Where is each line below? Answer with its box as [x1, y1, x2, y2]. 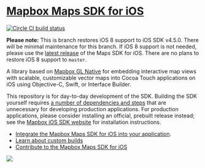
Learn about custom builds [15, 136, 83, 144]
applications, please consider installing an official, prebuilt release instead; [6, 112, 195, 119]
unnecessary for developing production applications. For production [6, 105, 179, 112]
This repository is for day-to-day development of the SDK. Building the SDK [6, 92, 198, 100]
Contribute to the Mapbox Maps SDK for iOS [15, 143, 128, 150]
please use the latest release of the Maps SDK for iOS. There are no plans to [6, 49, 199, 56]
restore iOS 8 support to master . [6, 56, 87, 63]
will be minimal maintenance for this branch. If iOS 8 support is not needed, [6, 43, 197, 50]
